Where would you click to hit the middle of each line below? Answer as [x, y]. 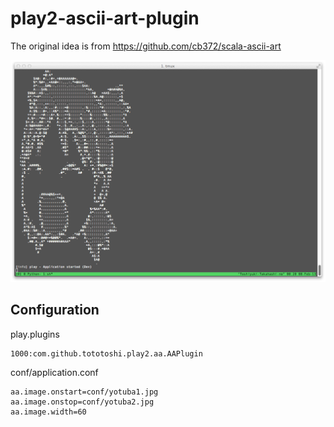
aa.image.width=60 [48, 412]
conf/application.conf [54, 372]
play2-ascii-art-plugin [105, 18]
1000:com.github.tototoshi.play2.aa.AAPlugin [106, 353]
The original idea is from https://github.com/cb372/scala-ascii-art [146, 46]
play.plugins [35, 334]
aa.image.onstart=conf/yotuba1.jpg [84, 392]
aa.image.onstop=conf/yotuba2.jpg [82, 402]
